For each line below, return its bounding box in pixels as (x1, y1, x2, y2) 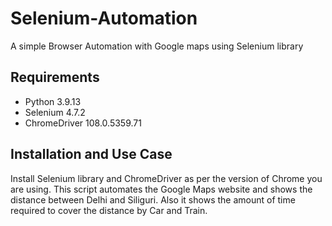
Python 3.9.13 (24, 95, 82, 107)
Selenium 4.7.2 (24, 106, 86, 118)
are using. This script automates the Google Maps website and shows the (10, 183, 313, 195)
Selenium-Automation (10, 7, 198, 30)
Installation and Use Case (10, 146, 173, 163)
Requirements (10, 69, 100, 86)
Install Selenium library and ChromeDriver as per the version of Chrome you (10, 172, 323, 184)
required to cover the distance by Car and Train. (10, 204, 208, 216)
